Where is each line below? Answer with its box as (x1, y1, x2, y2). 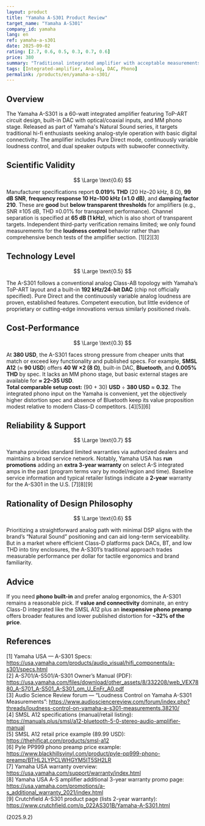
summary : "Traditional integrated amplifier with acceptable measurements (6, 60, 201, 66)
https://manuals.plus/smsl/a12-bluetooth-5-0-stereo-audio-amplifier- (6, 717, 181, 725)
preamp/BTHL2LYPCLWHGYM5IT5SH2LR (6, 756, 112, 763)
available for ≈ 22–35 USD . (6, 376, 74, 384)
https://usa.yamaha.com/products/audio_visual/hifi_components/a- (6, 659, 175, 666)
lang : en (6, 32, 29, 38)
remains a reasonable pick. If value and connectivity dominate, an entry (6, 599, 189, 606)
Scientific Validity (6, 160, 76, 171)
